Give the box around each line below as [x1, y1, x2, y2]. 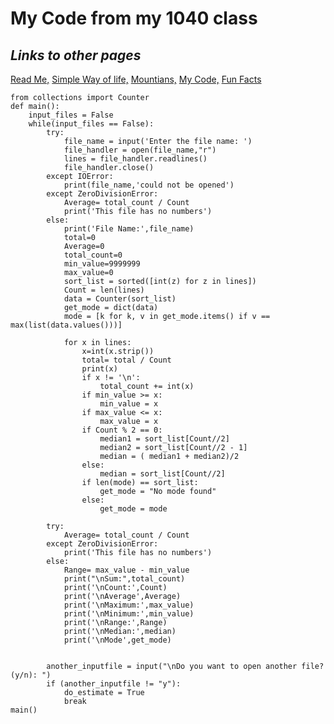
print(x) [81, 364, 118, 374]
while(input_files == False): [28, 119, 155, 129]
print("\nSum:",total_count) [63, 574, 186, 584]
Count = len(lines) [63, 285, 145, 295]
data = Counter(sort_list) [63, 294, 177, 304]
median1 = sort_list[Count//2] [99, 434, 230, 444]
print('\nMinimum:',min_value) [63, 609, 195, 619]
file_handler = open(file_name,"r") [63, 145, 217, 155]
